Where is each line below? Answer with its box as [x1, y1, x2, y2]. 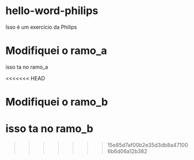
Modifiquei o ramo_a [5, 44, 107, 57]
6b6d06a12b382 [107, 148, 148, 155]
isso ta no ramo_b [5, 122, 94, 135]
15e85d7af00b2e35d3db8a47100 [107, 142, 188, 148]
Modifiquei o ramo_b [5, 96, 108, 109]
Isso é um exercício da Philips [5, 23, 77, 30]
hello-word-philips [5, 4, 98, 18]
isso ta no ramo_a [5, 63, 48, 70]
